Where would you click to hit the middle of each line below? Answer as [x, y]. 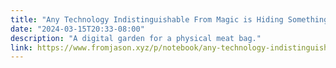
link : [21, 47]
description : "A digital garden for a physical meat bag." [136, 38]
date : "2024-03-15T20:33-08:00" [77, 29]
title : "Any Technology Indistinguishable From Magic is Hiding [147, 19]
